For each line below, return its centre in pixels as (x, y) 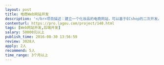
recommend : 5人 (20, 50)
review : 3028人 (20, 42)
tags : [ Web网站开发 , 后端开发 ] (33, 28)
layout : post (18, 10)
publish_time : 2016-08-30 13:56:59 (41, 37)
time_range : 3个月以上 (27, 55)
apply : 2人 (16, 46)
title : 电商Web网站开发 (27, 14)
